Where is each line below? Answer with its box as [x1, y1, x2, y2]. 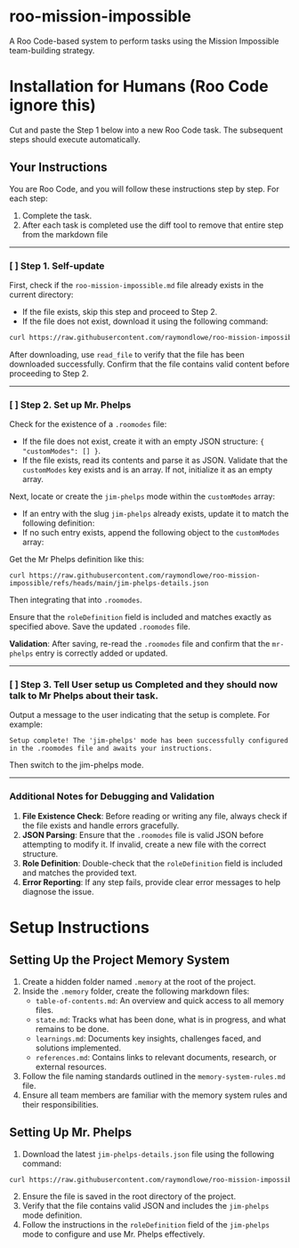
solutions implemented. [35, 1043, 122, 1053]
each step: [9, 193, 48, 204]
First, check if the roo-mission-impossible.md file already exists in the [9, 279, 264, 290]
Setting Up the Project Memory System [9, 953, 230, 968]
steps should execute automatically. [9, 133, 141, 144]
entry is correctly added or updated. [35, 648, 168, 659]
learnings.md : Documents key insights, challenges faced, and [35, 1033, 262, 1043]
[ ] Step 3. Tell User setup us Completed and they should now [9, 679, 279, 691]
